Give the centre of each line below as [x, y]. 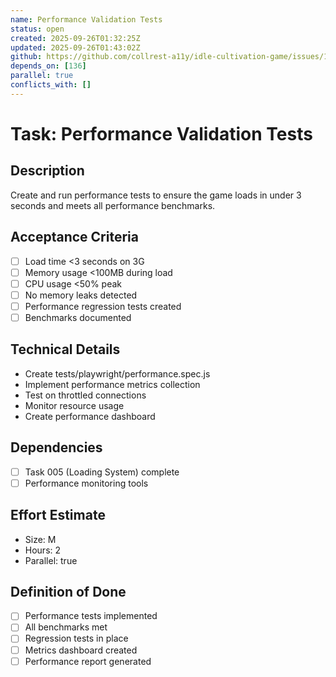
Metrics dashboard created [81, 650]
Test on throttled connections [85, 395]
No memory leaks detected [81, 295]
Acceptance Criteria [74, 237]
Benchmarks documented [78, 317]
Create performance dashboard [90, 416]
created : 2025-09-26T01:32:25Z [75, 38]
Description [47, 171]
